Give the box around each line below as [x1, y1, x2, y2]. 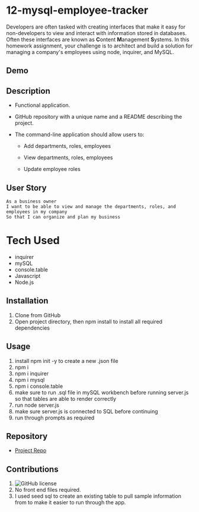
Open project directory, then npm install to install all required [14, 318, 163, 325]
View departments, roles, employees [23, 154, 113, 161]
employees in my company [6, 208, 68, 214]
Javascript [14, 272, 41, 279]
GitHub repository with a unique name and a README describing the [14, 113, 182, 121]
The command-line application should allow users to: [14, 131, 145, 138]
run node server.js [14, 402, 59, 409]
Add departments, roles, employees [23, 143, 111, 150]
